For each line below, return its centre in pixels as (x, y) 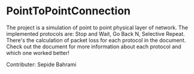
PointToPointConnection (68, 11)
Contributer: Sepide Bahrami (41, 64)
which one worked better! (38, 53)
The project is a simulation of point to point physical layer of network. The (97, 27)
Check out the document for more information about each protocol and (94, 47)
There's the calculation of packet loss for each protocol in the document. (96, 40)
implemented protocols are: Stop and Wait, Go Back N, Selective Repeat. (96, 33)
